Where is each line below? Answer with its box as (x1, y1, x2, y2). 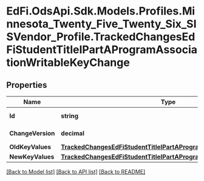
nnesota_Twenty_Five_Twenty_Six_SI (6, 17, 197, 31)
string (60, 112, 79, 120)
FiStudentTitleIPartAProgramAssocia (6, 43, 197, 57)
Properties (6, 80, 47, 90)
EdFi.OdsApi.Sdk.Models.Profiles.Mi (6, 4, 195, 18)
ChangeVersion (9, 129, 55, 137)
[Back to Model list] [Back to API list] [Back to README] (6, 168, 146, 175)
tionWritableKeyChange (6, 56, 131, 70)
